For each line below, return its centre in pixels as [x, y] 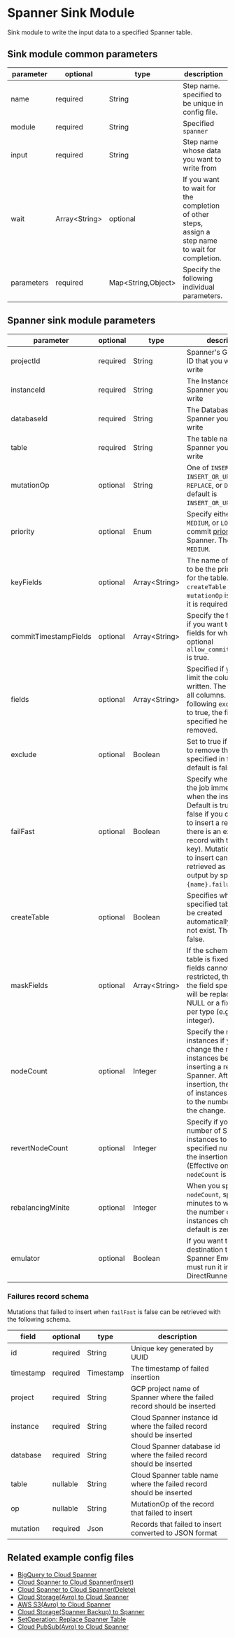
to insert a [203, 822]
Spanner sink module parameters [81, 321]
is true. [198, 657]
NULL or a [203, 1003]
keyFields [27, 582]
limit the [200, 677]
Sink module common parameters [83, 54]
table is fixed [207, 959]
